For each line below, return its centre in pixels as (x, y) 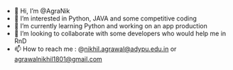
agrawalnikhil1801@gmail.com (58, 59)
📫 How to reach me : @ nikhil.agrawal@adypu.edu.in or (95, 49)
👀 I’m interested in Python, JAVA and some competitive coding (105, 18)
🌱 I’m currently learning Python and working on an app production (111, 26)
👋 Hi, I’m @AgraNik (42, 11)
